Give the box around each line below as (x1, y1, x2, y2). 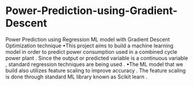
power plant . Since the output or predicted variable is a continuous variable (5, 54, 188, 61)
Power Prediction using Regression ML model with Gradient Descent (5, 36, 170, 43)
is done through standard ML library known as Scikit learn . (5, 73, 148, 80)
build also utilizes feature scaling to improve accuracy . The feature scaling (5, 67, 186, 74)
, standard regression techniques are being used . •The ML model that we (5, 60, 183, 68)
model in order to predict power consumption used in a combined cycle (5, 48, 178, 55)
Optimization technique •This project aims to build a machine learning (5, 42, 174, 49)
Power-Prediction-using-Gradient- (5, 4, 178, 18)
